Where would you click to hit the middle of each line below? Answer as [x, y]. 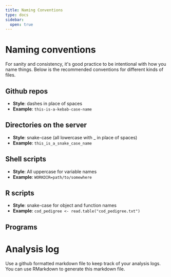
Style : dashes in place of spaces [47, 104]
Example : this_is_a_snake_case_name [52, 143]
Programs [21, 227]
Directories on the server [46, 125]
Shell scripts [26, 159]
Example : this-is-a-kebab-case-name [52, 109]
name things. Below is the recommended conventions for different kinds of [84, 69]
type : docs [17, 15]
